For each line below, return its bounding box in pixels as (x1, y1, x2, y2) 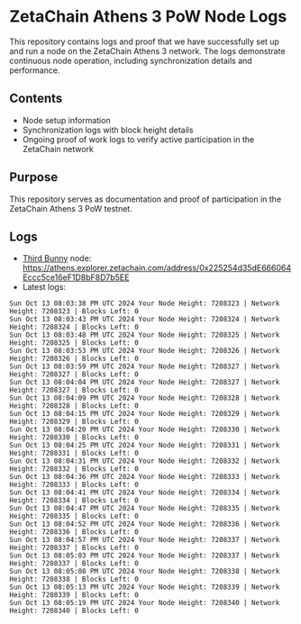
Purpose (9, 169, 59, 185)
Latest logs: (22, 282, 66, 293)
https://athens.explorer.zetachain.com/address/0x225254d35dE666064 (22, 263, 291, 274)
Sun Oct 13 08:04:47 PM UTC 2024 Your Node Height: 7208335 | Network (9, 504, 280, 513)
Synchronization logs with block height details (22, 124, 194, 135)
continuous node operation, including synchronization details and (9, 55, 252, 66)
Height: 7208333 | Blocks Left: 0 (9, 480, 140, 490)
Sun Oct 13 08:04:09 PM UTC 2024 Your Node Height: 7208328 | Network (9, 393, 280, 402)
